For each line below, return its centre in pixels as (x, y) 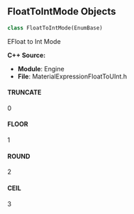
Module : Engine (41, 69)
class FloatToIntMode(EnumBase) (55, 28)
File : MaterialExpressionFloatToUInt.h (72, 76)
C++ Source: (27, 55)
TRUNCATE (24, 93)
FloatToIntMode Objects (62, 12)
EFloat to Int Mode (34, 41)
